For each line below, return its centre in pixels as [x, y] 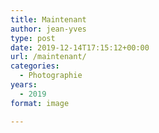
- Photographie [51, 76]
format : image [40, 103]
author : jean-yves [48, 29]
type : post [33, 38]
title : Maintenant [48, 19]
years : [24, 85]
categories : [35, 66]
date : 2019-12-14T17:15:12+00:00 [80, 47]
